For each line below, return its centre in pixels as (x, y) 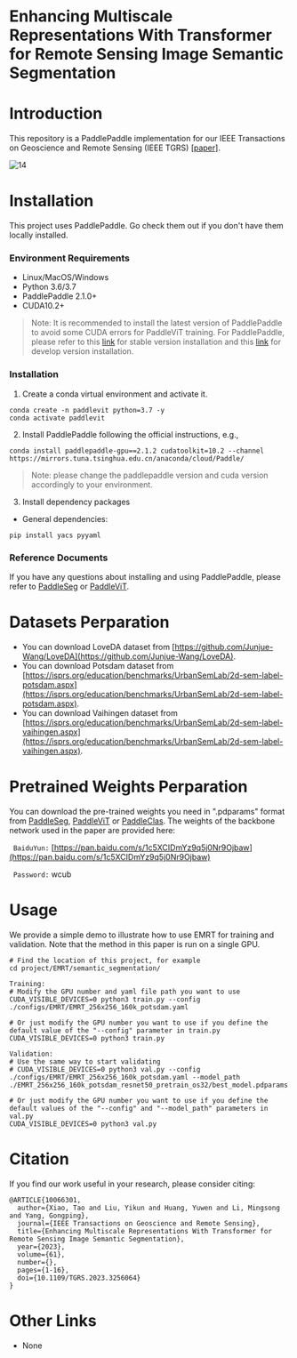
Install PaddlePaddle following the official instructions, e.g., (130, 434)
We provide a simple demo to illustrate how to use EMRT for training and (141, 935)
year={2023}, (41, 1247)
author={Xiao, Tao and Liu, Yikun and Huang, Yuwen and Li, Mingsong (148, 1208)
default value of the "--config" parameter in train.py (115, 1030)
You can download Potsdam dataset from (98, 665)
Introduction (56, 114)
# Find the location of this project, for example (105, 960)
